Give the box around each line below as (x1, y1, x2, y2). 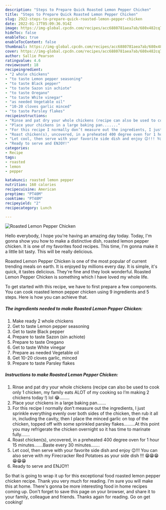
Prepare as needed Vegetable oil (12, 350, 79, 356)
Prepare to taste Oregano (12, 339, 64, 345)
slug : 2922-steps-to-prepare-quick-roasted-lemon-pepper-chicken (5, 16, 142, 21)
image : (5, 26, 19, 31)
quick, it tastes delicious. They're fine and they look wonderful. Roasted (5, 269, 151, 275)
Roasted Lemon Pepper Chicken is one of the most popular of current (5, 258, 147, 264)
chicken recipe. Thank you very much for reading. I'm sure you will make (5, 478, 153, 484)
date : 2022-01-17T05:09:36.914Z (5, 21, 72, 26)
